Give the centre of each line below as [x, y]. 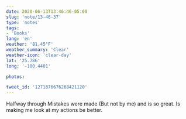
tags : [13, 28]
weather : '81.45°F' [30, 45]
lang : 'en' [19, 39]
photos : [15, 77]
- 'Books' [18, 33]
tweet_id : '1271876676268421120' [47, 87]
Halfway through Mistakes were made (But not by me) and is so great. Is [93, 104]
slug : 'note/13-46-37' [34, 17]
